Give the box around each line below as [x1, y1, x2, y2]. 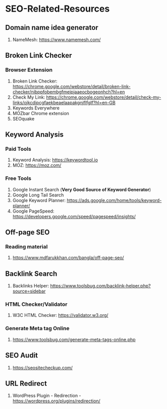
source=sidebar [12, 288, 46, 294]
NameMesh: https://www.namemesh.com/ [12, 36, 101, 43]
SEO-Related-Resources [5, 3, 110, 15]
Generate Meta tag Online [5, 325, 70, 332]
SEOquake [12, 115, 35, 121]
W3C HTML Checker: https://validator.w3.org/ [12, 312, 108, 318]
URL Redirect [5, 379, 47, 388]
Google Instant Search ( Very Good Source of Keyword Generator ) [12, 186, 151, 192]
